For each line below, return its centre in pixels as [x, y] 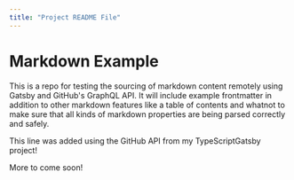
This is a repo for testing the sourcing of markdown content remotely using [146, 86]
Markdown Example [84, 61]
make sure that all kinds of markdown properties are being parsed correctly [147, 114]
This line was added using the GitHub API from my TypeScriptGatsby [135, 141]
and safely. [29, 123]
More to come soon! [46, 167]
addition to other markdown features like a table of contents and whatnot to [147, 105]
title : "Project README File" [65, 17]
